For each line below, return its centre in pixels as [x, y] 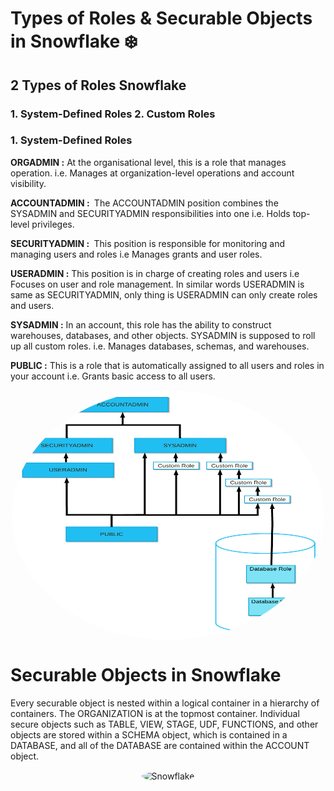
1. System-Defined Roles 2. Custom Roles [113, 114]
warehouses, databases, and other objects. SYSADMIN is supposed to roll [163, 335]
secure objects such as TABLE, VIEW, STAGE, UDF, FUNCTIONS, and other [164, 724]
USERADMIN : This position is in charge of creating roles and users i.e [155, 273]
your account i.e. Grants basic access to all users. [113, 376]
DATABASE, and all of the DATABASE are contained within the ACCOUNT [160, 745]
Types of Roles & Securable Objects [161, 18]
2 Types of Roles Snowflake [98, 85]
